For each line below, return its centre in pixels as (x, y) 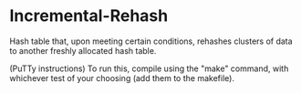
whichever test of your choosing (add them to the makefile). (122, 77)
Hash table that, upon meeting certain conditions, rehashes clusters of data (151, 41)
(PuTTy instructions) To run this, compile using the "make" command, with (149, 68)
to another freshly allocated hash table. (83, 50)
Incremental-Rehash (89, 16)
